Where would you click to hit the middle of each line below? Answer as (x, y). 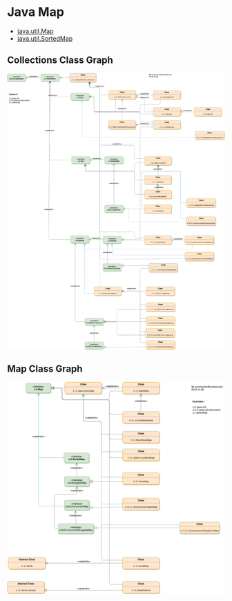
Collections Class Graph (60, 60)
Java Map (36, 12)
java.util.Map (35, 31)
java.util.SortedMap (45, 38)
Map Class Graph (45, 369)
